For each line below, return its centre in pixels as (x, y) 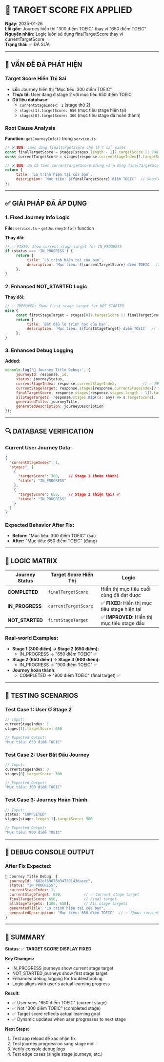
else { (12, 310)
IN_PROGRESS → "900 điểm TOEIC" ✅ (58, 665)
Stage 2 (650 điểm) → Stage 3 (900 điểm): (56, 659)
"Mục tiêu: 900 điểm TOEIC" (34, 832)
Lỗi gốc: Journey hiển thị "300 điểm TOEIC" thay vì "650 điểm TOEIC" (76, 28)
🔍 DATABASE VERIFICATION (49, 431)
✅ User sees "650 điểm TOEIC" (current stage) (60, 1003)
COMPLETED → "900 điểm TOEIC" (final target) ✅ (70, 675)
